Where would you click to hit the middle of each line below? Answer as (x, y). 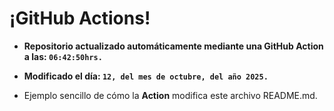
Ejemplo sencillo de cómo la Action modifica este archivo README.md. (170, 95)
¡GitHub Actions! (80, 18)
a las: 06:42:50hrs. (63, 56)
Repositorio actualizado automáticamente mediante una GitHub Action (173, 46)
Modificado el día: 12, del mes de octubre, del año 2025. (146, 76)
